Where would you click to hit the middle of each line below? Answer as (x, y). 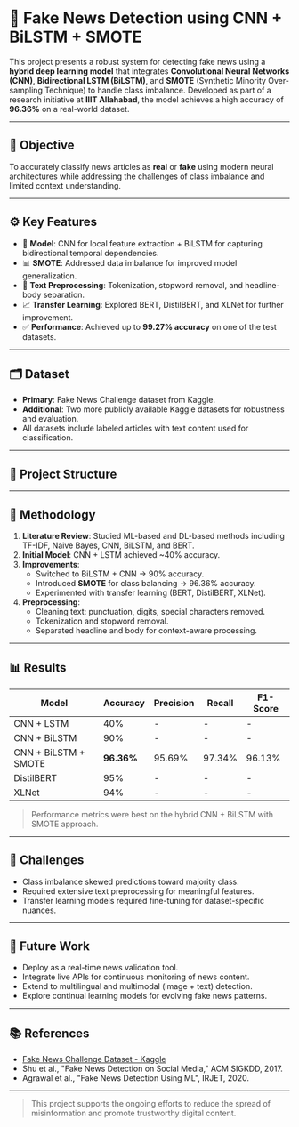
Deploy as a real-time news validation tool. (100, 968)
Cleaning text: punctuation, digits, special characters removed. (150, 612)
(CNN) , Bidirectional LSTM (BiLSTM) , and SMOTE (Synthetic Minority (138, 80)
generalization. (49, 276)
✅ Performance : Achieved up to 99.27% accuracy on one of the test (149, 326)
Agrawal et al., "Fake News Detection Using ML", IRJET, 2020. (135, 1078)
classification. (48, 438)
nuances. (39, 910)
